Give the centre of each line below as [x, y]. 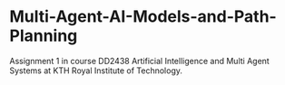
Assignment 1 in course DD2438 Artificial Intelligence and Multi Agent [139, 61]
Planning [44, 36]
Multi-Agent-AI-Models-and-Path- [143, 17]
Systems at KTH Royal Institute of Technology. [96, 71]
